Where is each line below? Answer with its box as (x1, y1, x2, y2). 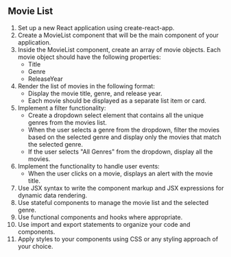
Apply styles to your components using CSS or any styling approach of (17, 234, 219, 243)
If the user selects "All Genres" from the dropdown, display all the (27, 147, 213, 156)
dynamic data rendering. (17, 191, 88, 199)
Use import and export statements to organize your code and (17, 220, 191, 228)
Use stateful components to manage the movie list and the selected (17, 198, 209, 206)
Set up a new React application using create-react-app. (17, 23, 175, 32)
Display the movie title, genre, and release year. (27, 89, 162, 97)
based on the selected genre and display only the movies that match (27, 133, 221, 141)
